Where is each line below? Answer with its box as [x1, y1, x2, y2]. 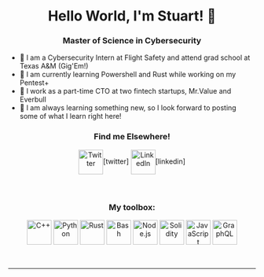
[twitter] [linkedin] [103, 157, 186, 166]
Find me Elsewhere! [93, 131, 170, 142]
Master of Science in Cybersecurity [62, 35, 202, 46]
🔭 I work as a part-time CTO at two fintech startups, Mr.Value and [19, 87, 232, 96]
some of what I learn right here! [19, 112, 122, 121]
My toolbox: [108, 201, 156, 212]
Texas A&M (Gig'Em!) [19, 61, 89, 71]
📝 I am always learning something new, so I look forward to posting [19, 103, 237, 113]
